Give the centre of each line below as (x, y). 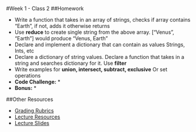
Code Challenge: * (37, 82)
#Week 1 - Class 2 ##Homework (45, 8)
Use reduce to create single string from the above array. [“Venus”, (94, 32)
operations (27, 76)
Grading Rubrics (34, 111)
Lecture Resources (37, 117)
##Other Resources (30, 99)
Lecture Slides (32, 123)
